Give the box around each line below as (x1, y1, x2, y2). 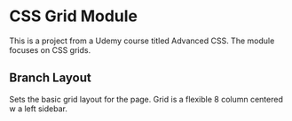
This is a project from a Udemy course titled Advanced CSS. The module (9, 35, 275, 46)
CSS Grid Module (9, 6, 138, 26)
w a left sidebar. (9, 103, 68, 114)
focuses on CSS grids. (9, 44, 91, 55)
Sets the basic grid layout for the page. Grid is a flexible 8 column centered (9, 94, 284, 104)
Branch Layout (9, 71, 91, 86)
